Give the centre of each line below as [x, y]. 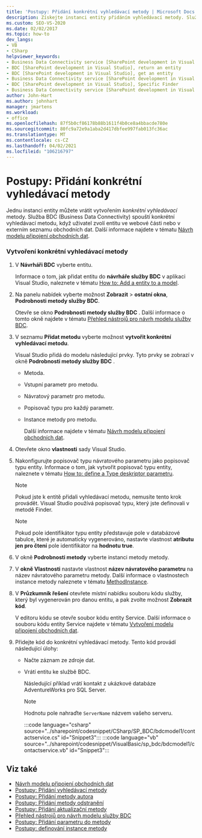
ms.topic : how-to [28, 34]
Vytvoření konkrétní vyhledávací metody [67, 252]
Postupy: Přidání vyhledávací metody [61, 790]
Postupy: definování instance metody [61, 828]
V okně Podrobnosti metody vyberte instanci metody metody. [92, 557]
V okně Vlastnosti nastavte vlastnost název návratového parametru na [104, 569]
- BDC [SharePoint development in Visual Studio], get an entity [90, 73]
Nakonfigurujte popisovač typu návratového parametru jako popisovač [102, 461]
